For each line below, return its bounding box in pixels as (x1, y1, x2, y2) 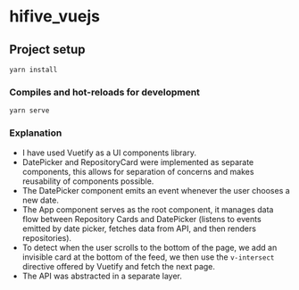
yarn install (9, 65, 58, 74)
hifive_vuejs (9, 6, 101, 27)
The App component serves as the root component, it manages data (21, 203, 274, 215)
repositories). (21, 232, 72, 243)
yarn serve (9, 106, 50, 115)
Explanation (9, 127, 62, 139)
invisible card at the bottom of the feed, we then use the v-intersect (21, 252, 275, 262)
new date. (21, 195, 60, 205)
